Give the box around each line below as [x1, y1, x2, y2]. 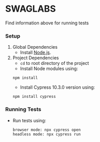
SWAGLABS [5, 3, 56, 15]
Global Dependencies [12, 44, 58, 50]
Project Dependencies [12, 55, 59, 61]
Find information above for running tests [5, 20, 89, 26]
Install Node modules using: [20, 65, 78, 72]
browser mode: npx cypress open [12, 127, 81, 132]
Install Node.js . [20, 49, 52, 56]
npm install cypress [12, 94, 56, 99]
